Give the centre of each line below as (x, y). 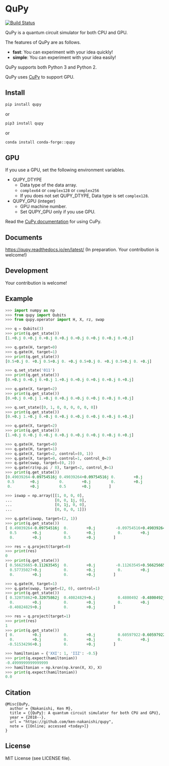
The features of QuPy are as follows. (43, 42)
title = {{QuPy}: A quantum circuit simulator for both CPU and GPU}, (85, 713)
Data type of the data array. (49, 185)
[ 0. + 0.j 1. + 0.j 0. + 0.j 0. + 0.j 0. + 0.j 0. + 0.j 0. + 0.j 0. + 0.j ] (70, 417)
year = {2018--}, (28, 718)
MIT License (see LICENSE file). (38, 758)
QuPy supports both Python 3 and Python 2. (51, 67)
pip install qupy (23, 104)
